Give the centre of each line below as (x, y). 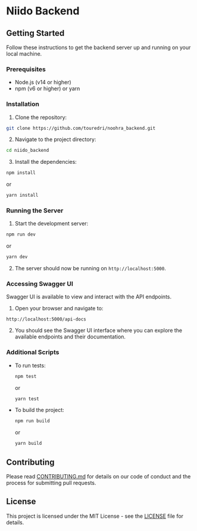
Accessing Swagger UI (40, 284)
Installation (23, 104)
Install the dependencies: (46, 162)
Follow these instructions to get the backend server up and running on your (98, 47)
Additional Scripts (33, 352)
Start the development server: (51, 224)
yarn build (28, 444)
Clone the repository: (41, 117)
